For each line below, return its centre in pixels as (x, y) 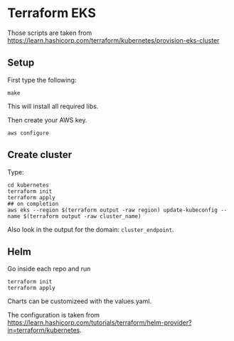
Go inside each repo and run (49, 269)
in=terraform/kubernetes (44, 330)
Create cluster (40, 155)
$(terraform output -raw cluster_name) (82, 216)
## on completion (33, 204)
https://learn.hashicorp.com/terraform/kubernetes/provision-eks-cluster (113, 40)
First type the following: (42, 80)
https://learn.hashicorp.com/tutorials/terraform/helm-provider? (100, 322)
